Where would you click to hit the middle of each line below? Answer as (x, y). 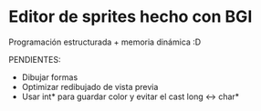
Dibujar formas (50, 77)
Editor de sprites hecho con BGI (130, 17)
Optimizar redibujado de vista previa (90, 86)
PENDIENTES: (35, 59)
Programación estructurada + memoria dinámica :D (105, 42)
